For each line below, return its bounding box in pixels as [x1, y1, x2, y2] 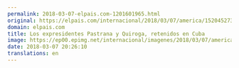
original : [7, 17, 37, 24]
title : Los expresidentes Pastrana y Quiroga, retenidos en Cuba [7, 30, 205, 38]
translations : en [7, 50, 59, 57]
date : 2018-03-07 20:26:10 [7, 43, 87, 50]
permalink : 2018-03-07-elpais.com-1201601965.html [7, 10, 161, 18]
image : [7, 37, 27, 44]
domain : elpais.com [7, 23, 65, 30]
